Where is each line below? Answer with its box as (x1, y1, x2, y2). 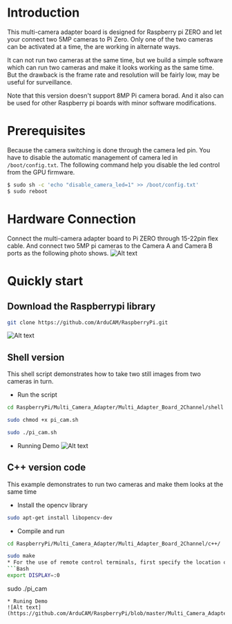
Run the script (17, 391, 57, 399)
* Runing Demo (7, 598, 48, 605)
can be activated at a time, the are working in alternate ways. (7, 42, 181, 51)
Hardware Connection (7, 211, 136, 226)
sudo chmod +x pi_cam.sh (7, 417, 79, 424)
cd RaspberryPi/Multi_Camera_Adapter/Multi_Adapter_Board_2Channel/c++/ (7, 540, 221, 547)
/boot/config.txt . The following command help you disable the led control (7, 161, 220, 169)
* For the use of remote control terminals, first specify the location (7, 559, 221, 566)
